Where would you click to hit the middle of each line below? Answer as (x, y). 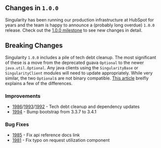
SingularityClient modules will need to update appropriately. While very (79, 73)
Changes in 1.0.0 (32, 8)
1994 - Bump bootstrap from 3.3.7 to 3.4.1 (54, 111)
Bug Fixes (17, 124)
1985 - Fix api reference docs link (46, 135)
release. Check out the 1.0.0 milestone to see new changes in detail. (74, 30)
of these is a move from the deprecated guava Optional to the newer (74, 63)
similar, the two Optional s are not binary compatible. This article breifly (77, 78)
